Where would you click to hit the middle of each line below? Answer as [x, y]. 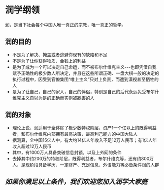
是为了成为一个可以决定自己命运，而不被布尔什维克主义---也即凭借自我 [84, 67]
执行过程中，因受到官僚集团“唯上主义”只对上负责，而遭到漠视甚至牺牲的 [85, 79]
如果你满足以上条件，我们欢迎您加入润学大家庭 [76, 181]
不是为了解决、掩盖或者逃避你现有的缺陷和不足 [60, 54]
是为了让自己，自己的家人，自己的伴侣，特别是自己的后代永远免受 [79, 91]
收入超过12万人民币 [32, 146]
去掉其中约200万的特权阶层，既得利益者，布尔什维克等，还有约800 [81, 158]
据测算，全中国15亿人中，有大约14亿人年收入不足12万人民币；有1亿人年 [84, 140]
